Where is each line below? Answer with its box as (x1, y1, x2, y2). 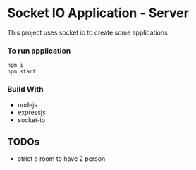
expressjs (17, 108, 46, 116)
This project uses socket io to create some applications (7, 28, 168, 37)
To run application (7, 46, 71, 56)
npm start (7, 68, 37, 75)
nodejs (17, 100, 37, 109)
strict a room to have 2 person (17, 154, 106, 163)
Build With (7, 85, 44, 95)
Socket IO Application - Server (7, 5, 189, 21)
